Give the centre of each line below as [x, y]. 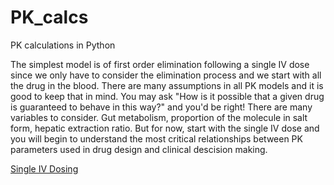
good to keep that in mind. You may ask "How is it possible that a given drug [167, 96]
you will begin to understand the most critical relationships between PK [156, 138]
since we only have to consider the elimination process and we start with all [166, 75]
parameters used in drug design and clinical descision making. [139, 149]
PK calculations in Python [63, 45]
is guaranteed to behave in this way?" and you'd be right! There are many [161, 107]
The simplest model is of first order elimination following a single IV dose [160, 64]
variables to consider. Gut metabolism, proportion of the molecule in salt [159, 117]
